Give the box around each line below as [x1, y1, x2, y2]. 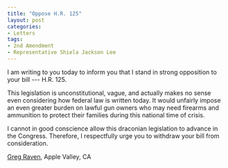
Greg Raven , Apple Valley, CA [7, 152, 91, 160]
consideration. [7, 139, 49, 147]
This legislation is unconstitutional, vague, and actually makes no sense [7, 88, 211, 97]
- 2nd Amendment [7, 42, 54, 49]
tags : [7, 36, 23, 43]
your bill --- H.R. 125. [7, 75, 67, 83]
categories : [7, 23, 42, 30]
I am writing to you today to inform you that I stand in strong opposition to [7, 67, 217, 76]
